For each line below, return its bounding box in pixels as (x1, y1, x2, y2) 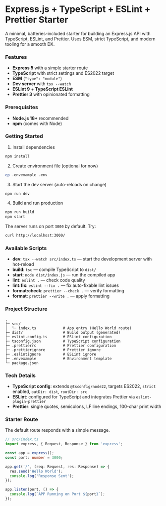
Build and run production (12, 200, 63, 206)
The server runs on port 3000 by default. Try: (5, 223, 96, 230)
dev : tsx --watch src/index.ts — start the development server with (12, 256, 152, 262)
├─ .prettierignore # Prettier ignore (5, 347, 101, 352)
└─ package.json (5, 360, 39, 366)
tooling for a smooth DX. (5, 41, 55, 47)
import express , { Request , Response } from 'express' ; (5, 442, 123, 447)
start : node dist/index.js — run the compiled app (12, 272, 115, 278)
